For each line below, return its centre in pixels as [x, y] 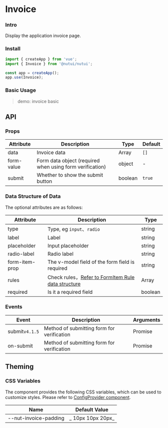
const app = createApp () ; [32, 73]
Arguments [147, 320]
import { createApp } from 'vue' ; [41, 59]
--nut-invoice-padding [36, 418]
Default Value [92, 409]
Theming [19, 367]
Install [13, 49]
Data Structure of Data [33, 196]
